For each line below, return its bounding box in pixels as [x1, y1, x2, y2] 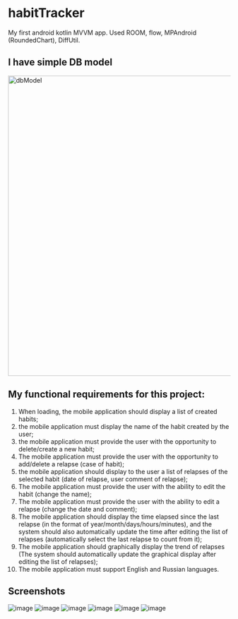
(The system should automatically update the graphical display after [18, 550, 217, 558]
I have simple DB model [8, 57, 113, 69]
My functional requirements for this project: [8, 389, 206, 401]
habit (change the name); [18, 490, 93, 498]
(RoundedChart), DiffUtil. [8, 35, 81, 44]
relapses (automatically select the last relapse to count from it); [18, 535, 203, 543]
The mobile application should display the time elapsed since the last [18, 512, 220, 521]
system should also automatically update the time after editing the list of [18, 527, 228, 536]
